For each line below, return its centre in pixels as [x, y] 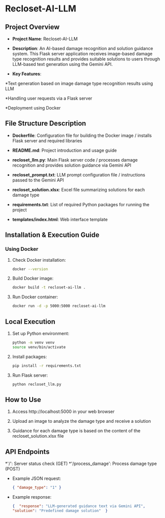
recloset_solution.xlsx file [38, 436]
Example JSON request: [37, 478]
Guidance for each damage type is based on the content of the [76, 431]
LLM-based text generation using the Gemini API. [62, 64]
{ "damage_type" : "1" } [37, 488]
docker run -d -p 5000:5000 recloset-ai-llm [59, 306]
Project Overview [32, 27]
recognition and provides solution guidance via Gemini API [72, 165]
